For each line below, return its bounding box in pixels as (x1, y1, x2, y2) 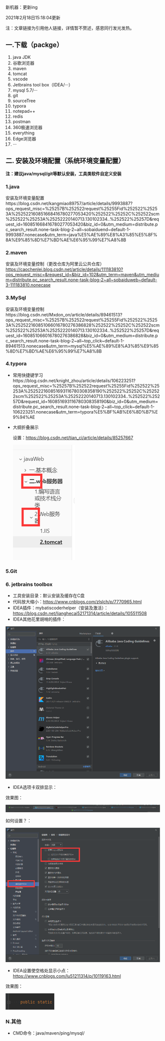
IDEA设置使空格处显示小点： (12, 967, 70, 973)
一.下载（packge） (5, 41, 63, 49)
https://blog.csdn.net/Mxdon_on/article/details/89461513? (5, 312, 123, 317)
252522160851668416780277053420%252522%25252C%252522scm (15, 210, 160, 217)
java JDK (12, 54, 31, 60)
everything (12, 130, 35, 136)
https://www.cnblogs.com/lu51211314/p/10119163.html (12, 973, 121, 979)
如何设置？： (5, 818, 31, 824)
